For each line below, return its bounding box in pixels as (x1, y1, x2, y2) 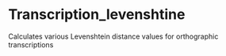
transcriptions (8, 39, 54, 49)
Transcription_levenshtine (8, 6, 186, 24)
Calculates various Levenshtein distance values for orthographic (8, 32, 219, 41)
